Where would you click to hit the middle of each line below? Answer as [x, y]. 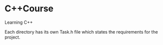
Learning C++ [19, 22]
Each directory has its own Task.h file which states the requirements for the [81, 32]
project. [13, 37]
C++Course [29, 9]
